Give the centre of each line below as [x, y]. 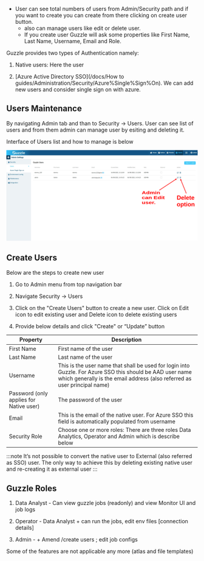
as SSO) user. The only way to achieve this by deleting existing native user [99, 463]
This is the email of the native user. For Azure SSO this [126, 415]
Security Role [25, 436]
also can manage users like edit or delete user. [82, 28]
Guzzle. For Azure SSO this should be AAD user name [125, 372]
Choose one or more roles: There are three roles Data [124, 429]
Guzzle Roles [32, 488]
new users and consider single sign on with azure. [78, 90]
